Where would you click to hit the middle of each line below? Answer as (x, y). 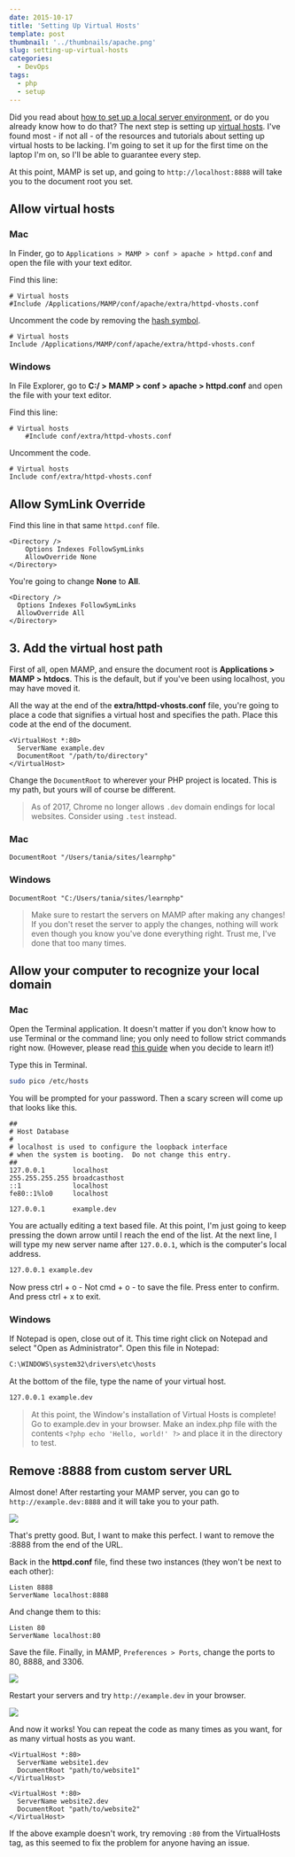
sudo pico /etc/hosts (49, 1081)
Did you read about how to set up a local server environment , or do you (140, 117)
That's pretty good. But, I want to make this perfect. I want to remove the (142, 1535)
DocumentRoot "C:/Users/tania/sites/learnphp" (97, 898)
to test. (44, 1443)
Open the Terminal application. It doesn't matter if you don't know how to (143, 1029)
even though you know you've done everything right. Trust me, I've (153, 933)
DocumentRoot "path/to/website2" (79, 1809)
